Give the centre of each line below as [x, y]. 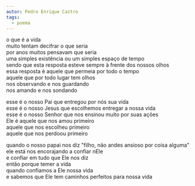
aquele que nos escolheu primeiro [48, 127]
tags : [13, 17]
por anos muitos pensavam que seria [51, 52]
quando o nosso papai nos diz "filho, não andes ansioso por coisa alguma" [98, 145]
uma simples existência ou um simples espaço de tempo [75, 59]
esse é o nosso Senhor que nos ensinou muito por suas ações [82, 114]
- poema [21, 23]
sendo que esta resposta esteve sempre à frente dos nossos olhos [88, 65]
